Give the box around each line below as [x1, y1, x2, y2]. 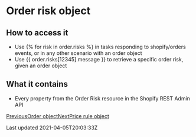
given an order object [14, 62, 67, 69]
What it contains [6, 79, 68, 89]
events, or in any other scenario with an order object [14, 50, 143, 57]
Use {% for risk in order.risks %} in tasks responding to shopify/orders [14, 43, 186, 50]
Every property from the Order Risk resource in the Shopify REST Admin [14, 94, 191, 102]
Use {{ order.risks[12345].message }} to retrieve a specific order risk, [14, 56, 184, 63]
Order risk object [6, 4, 91, 18]
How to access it [6, 28, 68, 38]
